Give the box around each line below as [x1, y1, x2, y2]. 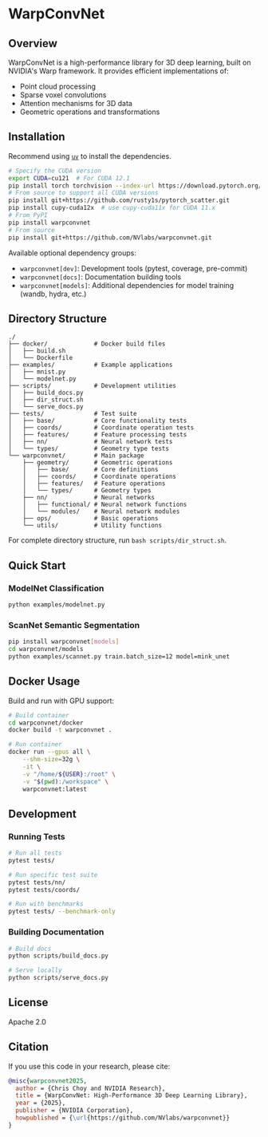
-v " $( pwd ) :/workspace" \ [22, 777, 109, 786]
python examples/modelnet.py [8, 601, 105, 609]
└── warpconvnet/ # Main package [8, 452, 145, 460]
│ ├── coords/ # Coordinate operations [22, 472, 177, 481]
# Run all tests [8, 849, 62, 858]
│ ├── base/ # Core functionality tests [8, 417, 187, 425]
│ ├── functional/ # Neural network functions [22, 500, 187, 509]
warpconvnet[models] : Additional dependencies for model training [19, 280, 235, 290]
